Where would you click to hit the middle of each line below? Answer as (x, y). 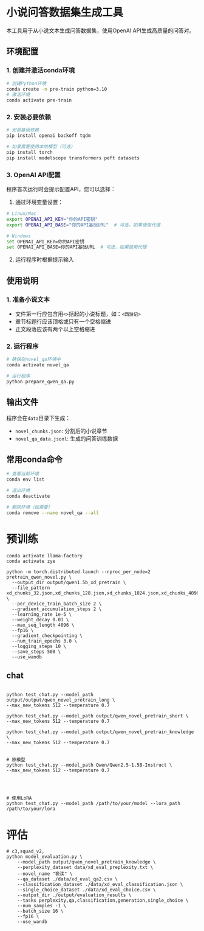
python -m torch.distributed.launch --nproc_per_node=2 (78, 572)
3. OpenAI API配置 (33, 175)
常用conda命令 (34, 460)
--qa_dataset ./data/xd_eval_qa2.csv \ (68, 879)
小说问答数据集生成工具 (65, 12)
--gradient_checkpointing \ (47, 636)
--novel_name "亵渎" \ (45, 874)
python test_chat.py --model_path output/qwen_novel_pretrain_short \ (97, 716)
